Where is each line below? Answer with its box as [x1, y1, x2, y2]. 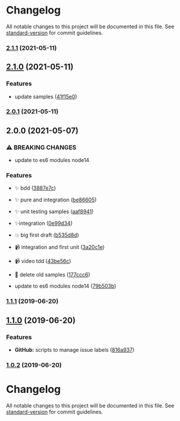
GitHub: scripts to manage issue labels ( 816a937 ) [14, 346, 135, 353]
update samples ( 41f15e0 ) [14, 93, 77, 100]
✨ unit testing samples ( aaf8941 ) [14, 208, 94, 215]
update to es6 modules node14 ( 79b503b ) [14, 282, 117, 289]
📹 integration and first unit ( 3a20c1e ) [14, 244, 105, 251]
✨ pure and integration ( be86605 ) [14, 196, 97, 203]
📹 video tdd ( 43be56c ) [14, 258, 72, 265]
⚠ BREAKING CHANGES [6, 143, 77, 151]
